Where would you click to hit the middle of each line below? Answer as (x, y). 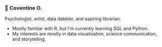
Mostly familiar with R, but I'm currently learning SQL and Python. (80, 28)
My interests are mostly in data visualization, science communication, (85, 34)
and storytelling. (29, 39)
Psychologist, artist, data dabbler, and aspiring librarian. (63, 19)
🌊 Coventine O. (24, 8)
